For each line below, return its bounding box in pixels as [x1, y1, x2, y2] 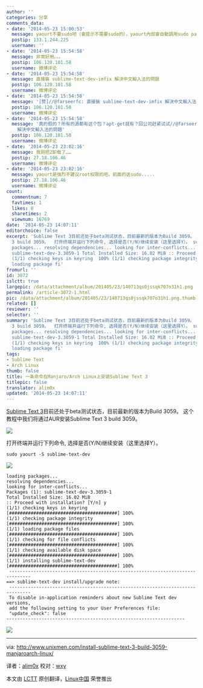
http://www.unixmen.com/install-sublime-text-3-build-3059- [16, 643, 168, 651]
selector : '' [6, 312, 39, 318]
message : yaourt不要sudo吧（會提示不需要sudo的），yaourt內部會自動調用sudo [11, 31, 189, 37]
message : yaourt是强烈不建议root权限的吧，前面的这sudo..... [11, 171, 155, 178]
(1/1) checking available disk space [6, 547, 101, 553]
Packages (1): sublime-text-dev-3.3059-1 [6, 489, 112, 495]
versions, [6, 600, 31, 607]
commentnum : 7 [11, 194, 47, 200]
